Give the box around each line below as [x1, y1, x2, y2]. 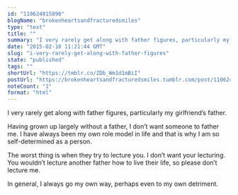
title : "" [7, 30, 37, 37]
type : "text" [7, 23, 46, 30]
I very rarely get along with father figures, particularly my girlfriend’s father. [7, 109, 227, 117]
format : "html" [7, 89, 52, 96]
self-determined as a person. [7, 137, 92, 146]
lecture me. [7, 166, 41, 175]
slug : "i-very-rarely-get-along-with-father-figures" [7, 50, 170, 57]
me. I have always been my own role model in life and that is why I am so [7, 130, 220, 138]
